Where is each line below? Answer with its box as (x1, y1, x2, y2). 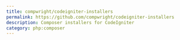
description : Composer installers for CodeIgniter (6, 19, 135, 25)
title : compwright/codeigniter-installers (6, 8, 113, 15)
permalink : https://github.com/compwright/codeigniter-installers (6, 14, 175, 20)
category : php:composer (6, 25, 66, 31)
